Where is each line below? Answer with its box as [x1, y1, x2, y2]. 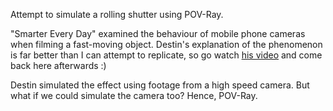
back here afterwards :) [10, 60, 107, 71]
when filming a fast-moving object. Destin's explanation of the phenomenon [10, 39, 323, 50]
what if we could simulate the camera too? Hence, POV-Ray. [10, 90, 258, 101]
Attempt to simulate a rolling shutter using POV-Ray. [10, 9, 224, 20]
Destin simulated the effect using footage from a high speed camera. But [10, 79, 310, 91]
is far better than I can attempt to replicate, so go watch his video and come [10, 49, 323, 61]
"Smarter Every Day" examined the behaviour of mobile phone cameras [10, 28, 306, 39]
